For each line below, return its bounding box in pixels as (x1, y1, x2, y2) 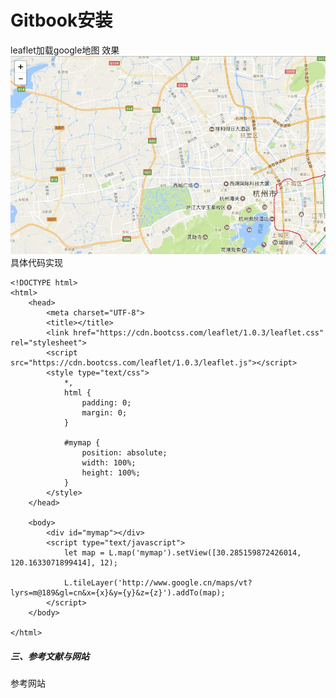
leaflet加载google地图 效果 (10, 44, 120, 56)
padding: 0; (81, 398, 132, 408)
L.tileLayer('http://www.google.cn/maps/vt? (63, 578, 253, 588)
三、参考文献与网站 (10, 651, 90, 662)
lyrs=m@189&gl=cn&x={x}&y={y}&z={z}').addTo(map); (10, 588, 226, 598)
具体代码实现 (10, 257, 63, 269)
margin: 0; (81, 408, 128, 418)
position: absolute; (81, 448, 168, 458)
